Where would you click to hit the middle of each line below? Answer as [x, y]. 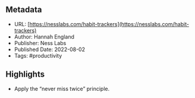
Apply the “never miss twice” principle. [62, 88]
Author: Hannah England [44, 37]
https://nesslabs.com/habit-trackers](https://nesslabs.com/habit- [109, 24]
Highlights [25, 75]
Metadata [24, 10]
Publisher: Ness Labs [40, 43]
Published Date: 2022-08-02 [50, 49]
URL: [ [22, 24]
